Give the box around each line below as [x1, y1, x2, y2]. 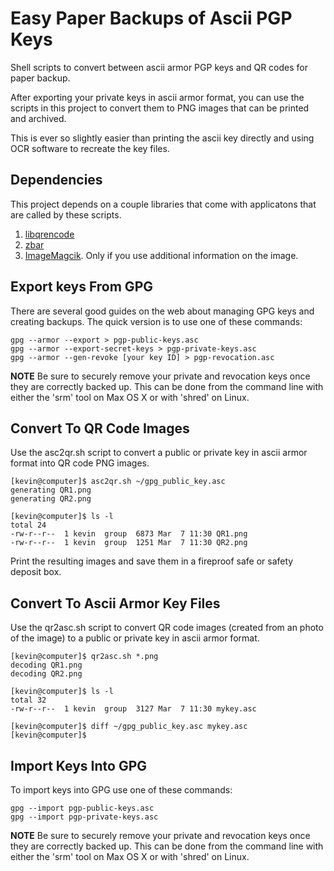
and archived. [10, 112, 67, 124]
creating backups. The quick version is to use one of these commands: [10, 315, 303, 327]
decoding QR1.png [10, 660, 83, 671]
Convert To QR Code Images [10, 420, 190, 437]
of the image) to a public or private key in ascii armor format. [10, 632, 260, 644]
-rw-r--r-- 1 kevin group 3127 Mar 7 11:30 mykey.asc [10, 704, 257, 714]
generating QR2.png [10, 494, 92, 504]
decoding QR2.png [10, 669, 83, 679]
